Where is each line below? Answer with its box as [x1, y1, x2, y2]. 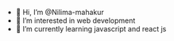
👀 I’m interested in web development [15, 16, 136, 25]
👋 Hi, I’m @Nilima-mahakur [15, 8, 105, 17]
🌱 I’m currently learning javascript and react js [15, 24, 167, 33]
